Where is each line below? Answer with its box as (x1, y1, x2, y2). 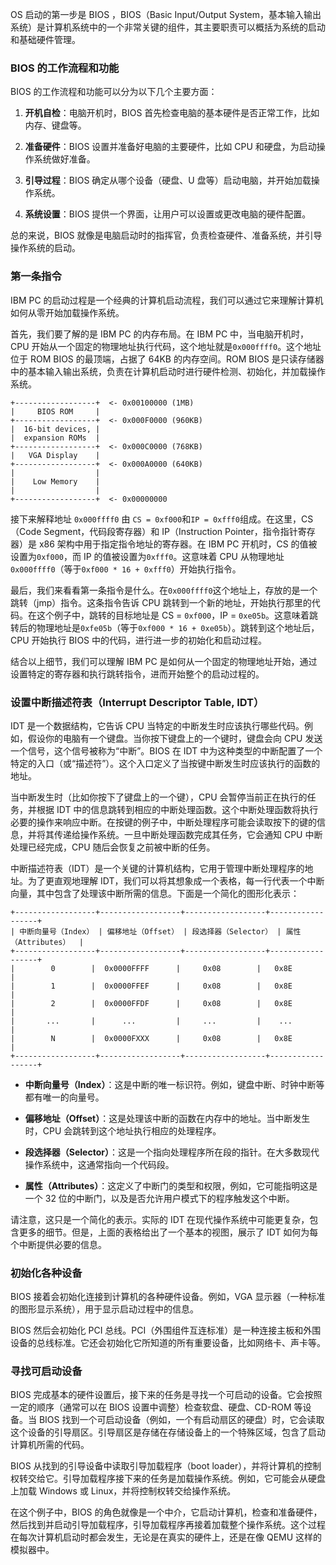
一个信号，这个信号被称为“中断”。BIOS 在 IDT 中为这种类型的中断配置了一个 (10, 744, 323, 757)
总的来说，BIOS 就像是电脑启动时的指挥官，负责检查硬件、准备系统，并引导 (10, 229, 323, 242)
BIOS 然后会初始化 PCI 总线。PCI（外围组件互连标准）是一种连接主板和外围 (10, 1324, 322, 1337)
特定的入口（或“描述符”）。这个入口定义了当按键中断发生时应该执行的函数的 (10, 757, 321, 769)
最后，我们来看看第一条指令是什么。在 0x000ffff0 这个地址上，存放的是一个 (10, 584, 318, 596)
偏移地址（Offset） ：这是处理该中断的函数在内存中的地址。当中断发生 (24, 1112, 311, 1124)
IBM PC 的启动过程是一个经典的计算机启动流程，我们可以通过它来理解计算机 (10, 294, 324, 306)
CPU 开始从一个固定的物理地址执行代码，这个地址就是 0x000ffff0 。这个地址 (10, 340, 322, 352)
